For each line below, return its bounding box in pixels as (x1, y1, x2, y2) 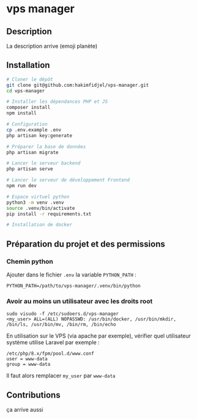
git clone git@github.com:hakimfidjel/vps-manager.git (6, 82, 149, 88)
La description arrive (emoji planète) (6, 42, 98, 50)
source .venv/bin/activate (6, 205, 75, 211)
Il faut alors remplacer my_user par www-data (6, 372, 116, 379)
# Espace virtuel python (6, 193, 70, 200)
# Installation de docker (6, 222, 72, 228)
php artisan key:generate (6, 132, 72, 139)
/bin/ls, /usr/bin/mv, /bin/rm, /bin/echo (6, 322, 116, 328)
